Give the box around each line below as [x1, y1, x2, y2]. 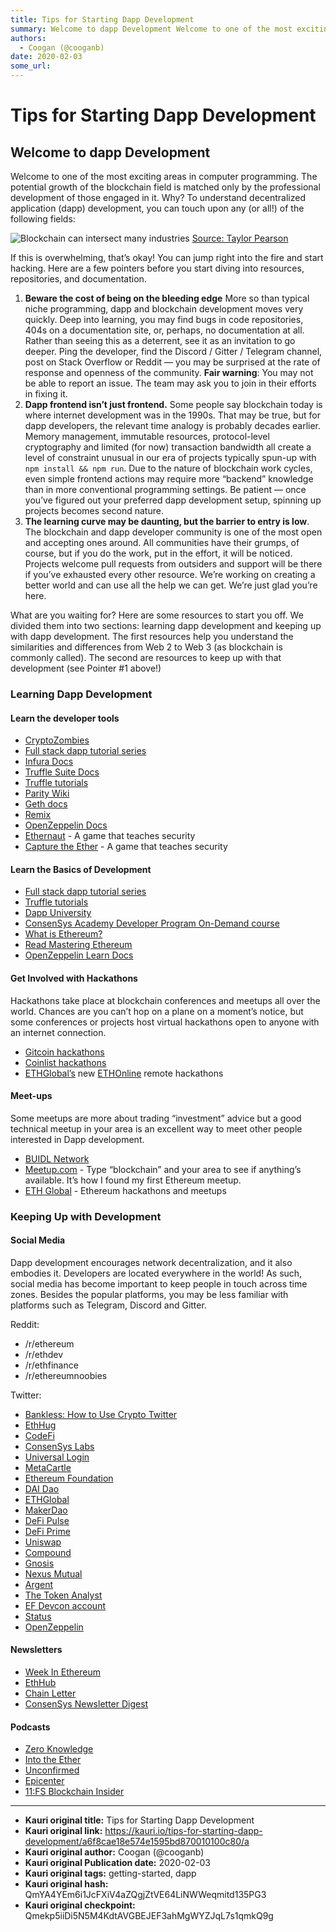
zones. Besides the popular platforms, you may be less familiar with [10, 1288, 289, 1300]
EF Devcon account [24, 1599, 106, 1611]
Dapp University [24, 907, 92, 919]
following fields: [10, 213, 76, 225]
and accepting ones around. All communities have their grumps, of [24, 537, 300, 548]
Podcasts [10, 1721, 51, 1733]
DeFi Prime [24, 1525, 71, 1537]
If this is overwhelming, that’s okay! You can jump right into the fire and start [10, 252, 324, 263]
